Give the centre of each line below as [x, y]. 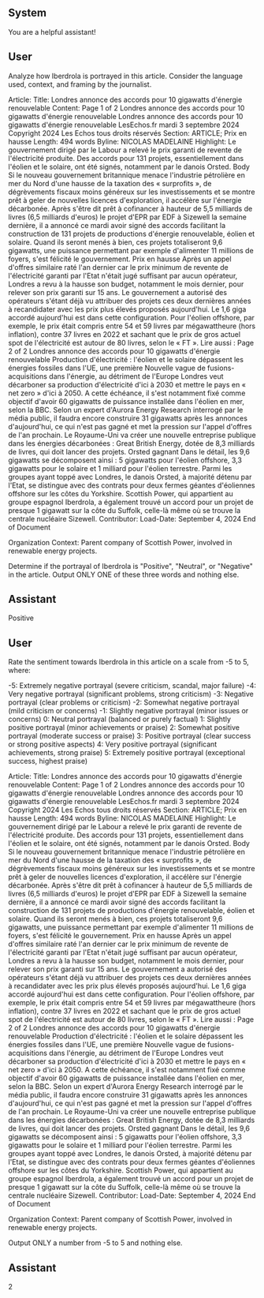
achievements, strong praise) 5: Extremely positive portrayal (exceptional [127, 753]
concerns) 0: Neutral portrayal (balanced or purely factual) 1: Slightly [119, 719]
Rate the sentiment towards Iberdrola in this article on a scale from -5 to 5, [129, 662]
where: [20, 671]
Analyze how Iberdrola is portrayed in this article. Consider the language [125, 76]
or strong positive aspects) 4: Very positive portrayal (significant [113, 744]
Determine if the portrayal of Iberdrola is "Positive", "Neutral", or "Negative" [131, 566]
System [28, 13]
